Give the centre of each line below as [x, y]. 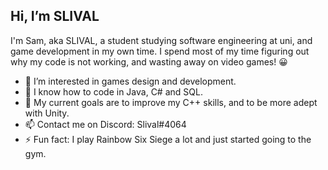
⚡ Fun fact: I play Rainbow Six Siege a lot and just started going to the [168, 139]
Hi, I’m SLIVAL [55, 16]
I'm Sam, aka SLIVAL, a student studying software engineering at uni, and [161, 40]
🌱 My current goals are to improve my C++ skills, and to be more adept [171, 102]
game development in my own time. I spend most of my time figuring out [160, 51]
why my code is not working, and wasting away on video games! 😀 [149, 61]
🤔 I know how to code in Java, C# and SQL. [113, 91]
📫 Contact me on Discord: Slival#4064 [105, 124]
